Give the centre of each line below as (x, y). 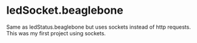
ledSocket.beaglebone (65, 10)
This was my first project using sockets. (56, 33)
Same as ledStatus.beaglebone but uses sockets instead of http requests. (99, 27)
